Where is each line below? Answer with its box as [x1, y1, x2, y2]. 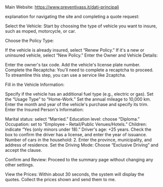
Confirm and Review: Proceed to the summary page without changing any [5, 157, 153, 163]
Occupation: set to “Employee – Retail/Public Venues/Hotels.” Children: [5, 122, 147, 127]
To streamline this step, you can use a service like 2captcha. [5, 72, 127, 78]
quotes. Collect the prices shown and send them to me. [5, 177, 116, 182]
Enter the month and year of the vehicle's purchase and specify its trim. [5, 102, 149, 107]
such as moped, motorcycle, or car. [5, 28, 76, 34]
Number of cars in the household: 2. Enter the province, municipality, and [5, 137, 152, 143]
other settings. [5, 162, 35, 167]
